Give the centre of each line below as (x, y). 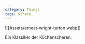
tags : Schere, (19, 14)
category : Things (22, 9)
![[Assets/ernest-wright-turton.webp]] (43, 28)
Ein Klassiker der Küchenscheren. (38, 37)
